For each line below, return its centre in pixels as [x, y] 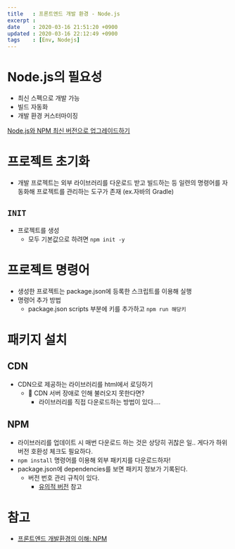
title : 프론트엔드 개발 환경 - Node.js [64, 14]
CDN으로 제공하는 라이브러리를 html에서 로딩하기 [85, 384]
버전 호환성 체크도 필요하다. [55, 451]
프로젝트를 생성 [38, 230]
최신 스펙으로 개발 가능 [49, 98]
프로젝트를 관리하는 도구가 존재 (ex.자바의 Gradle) [105, 192]
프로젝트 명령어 [49, 270]
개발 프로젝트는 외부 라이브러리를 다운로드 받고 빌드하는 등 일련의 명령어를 [119, 183]
